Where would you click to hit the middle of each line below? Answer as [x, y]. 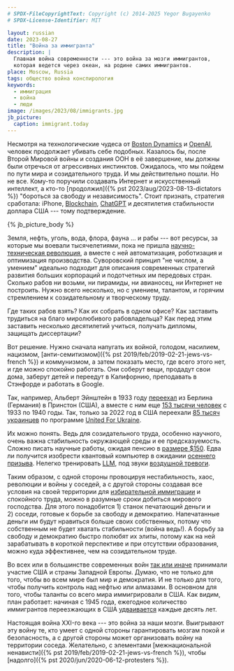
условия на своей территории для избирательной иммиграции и [104, 491]
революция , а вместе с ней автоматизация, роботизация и [134, 253]
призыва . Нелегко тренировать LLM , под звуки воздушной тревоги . [109, 463]
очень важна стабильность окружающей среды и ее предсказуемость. [114, 441]
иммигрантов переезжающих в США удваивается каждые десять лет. [112, 609]
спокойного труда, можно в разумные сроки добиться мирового [104, 499]
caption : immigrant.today [51, 124]
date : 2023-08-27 [32, 39]
